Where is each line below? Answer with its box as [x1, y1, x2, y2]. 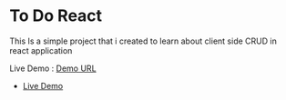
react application [9, 45, 73, 55]
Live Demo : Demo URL [9, 63, 97, 74]
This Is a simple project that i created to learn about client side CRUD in [9, 35, 278, 46]
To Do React [9, 5, 103, 26]
